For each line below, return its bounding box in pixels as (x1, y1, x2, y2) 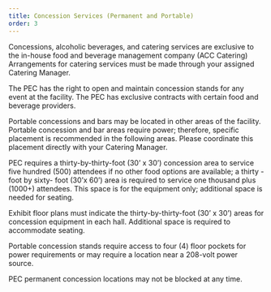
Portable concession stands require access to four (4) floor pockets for (8, 241, 247, 251)
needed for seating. (8, 192, 75, 202)
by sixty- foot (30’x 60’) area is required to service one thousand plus (24, 175, 256, 185)
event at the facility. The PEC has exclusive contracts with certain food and (8, 92, 259, 101)
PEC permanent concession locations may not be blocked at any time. (8, 273, 243, 284)
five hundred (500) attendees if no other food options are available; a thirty (8, 166, 260, 176)
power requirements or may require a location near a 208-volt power (8, 249, 238, 260)
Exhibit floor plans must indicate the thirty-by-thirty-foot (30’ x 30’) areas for (8, 208, 265, 217)
